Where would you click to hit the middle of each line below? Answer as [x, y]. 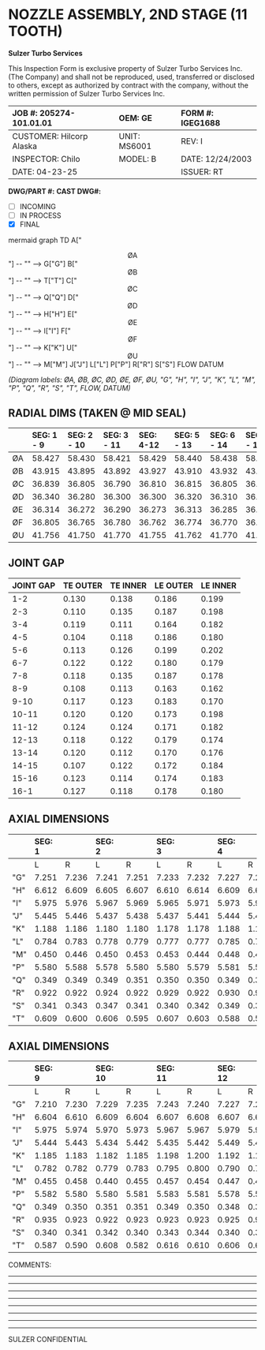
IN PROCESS [40, 215]
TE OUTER [82, 585]
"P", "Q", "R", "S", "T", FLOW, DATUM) [70, 388]
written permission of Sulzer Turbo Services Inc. [87, 93]
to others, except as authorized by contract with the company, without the [128, 85]
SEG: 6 [223, 435]
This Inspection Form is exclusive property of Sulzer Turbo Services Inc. [125, 68]
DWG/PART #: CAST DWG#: [54, 191]
